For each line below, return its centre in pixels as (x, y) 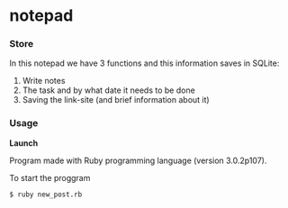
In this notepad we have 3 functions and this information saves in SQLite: (144, 63)
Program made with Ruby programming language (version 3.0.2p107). (138, 160)
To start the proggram (50, 177)
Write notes (44, 81)
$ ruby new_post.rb (46, 194)
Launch (24, 143)
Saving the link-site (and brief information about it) (116, 100)
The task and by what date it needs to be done (108, 90)
